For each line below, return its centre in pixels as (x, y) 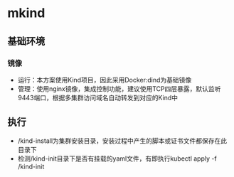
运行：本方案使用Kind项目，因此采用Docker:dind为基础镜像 (105, 80)
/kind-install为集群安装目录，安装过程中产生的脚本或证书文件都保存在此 (122, 141)
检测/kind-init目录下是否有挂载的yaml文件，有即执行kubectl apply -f (117, 159)
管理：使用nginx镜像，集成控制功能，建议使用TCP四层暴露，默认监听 (119, 88)
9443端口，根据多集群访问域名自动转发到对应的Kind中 (98, 97)
